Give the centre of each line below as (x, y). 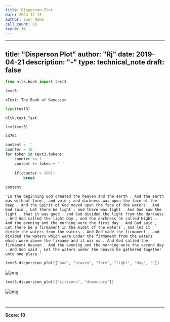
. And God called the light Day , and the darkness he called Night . (81, 219)
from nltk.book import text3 (36, 82)
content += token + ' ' (39, 164)
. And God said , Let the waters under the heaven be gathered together (83, 250)
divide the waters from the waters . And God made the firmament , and (82, 232)
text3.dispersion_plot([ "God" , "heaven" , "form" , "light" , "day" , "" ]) (82, 263)
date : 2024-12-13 (24, 15)
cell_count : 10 (21, 24)
